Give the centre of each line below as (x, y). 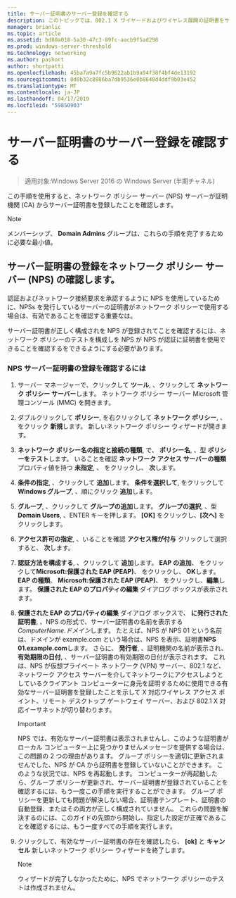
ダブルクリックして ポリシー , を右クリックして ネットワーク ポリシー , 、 (122, 417)
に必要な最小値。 (32, 242)
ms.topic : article (34, 33)
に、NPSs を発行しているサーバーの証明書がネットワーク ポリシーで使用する (118, 306)
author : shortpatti (36, 66)
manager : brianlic (34, 27)
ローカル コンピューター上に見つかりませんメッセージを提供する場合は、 (123, 747)
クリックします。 (42, 524)
